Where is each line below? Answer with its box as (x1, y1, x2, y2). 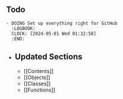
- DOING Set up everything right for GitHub (6, 20, 118, 26)
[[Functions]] (23, 86, 56, 93)
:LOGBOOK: (11, 25, 35, 31)
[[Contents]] (23, 67, 54, 74)
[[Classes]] (23, 80, 51, 87)
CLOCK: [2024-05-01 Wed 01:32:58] (11, 31, 96, 37)
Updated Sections (14, 52, 83, 62)
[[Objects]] (23, 74, 50, 81)
